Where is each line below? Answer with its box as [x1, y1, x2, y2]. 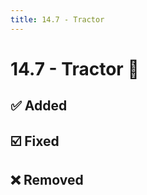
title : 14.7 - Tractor [10, 14, 105, 25]
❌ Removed [10, 171, 84, 188]
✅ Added [10, 97, 68, 115]
